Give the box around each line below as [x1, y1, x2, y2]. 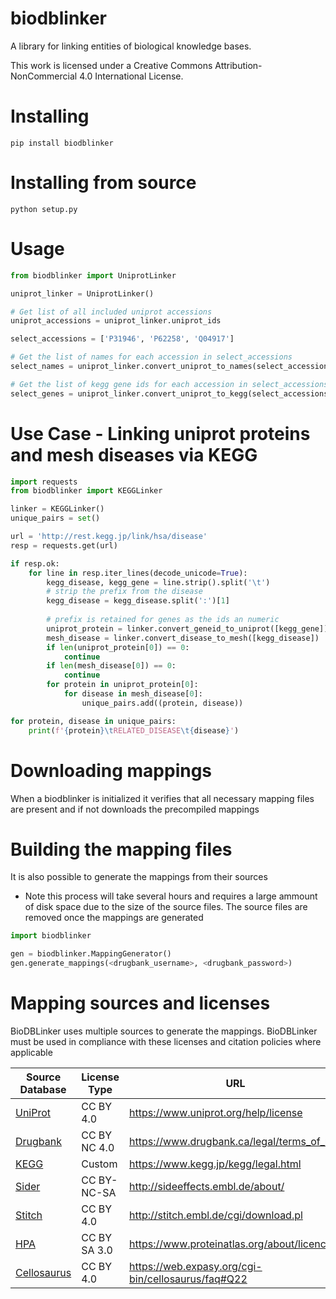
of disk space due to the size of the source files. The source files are [24, 901, 308, 913]
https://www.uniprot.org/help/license [128, 1106, 303, 1119]
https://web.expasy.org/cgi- [128, 1260, 263, 1273]
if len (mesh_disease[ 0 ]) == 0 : [46, 661, 177, 671]
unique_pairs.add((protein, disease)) [81, 698, 244, 708]
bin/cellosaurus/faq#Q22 [128, 1272, 248, 1286]
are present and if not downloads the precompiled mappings [10, 803, 260, 815]
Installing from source [10, 172, 197, 194]
